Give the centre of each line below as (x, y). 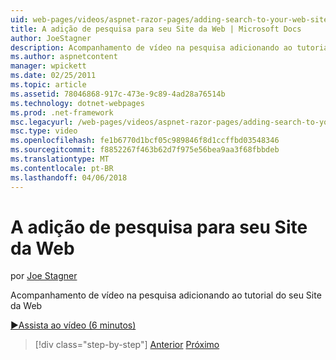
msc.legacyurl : (42, 122)
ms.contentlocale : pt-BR (62, 168)
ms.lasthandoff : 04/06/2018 (69, 177)
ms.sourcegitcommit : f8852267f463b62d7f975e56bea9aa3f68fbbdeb (145, 150)
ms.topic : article (48, 85)
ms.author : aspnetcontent (64, 57)
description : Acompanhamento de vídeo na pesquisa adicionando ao (151, 47)
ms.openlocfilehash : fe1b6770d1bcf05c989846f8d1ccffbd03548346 (145, 141)
